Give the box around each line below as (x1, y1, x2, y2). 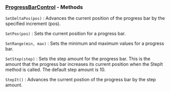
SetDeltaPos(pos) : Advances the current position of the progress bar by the (5, 15, 165, 21)
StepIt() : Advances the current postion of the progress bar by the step (5, 77, 156, 83)
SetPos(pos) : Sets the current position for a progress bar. (5, 31, 126, 37)
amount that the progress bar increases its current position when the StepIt (5, 61, 163, 67)
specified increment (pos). (5, 20, 61, 27)
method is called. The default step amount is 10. (5, 66, 106, 73)
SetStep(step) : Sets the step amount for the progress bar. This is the (5, 56, 151, 62)
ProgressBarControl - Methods (5, 4, 83, 11)
